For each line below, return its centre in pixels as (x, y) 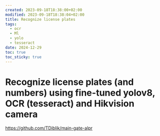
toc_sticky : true (23, 57)
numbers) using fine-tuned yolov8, (80, 93)
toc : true (16, 52)
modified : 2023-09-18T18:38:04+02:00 (45, 15)
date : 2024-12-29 (23, 48)
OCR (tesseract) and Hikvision (70, 103)
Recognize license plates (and (69, 82)
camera (21, 114)
